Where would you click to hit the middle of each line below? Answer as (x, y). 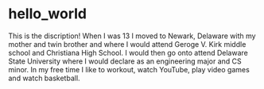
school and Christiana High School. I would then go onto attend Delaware (128, 52)
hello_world (48, 14)
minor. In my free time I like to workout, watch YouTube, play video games (129, 69)
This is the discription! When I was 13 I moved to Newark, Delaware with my (132, 36)
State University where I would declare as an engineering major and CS (125, 61)
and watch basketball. (45, 78)
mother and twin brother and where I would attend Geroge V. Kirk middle (127, 44)
